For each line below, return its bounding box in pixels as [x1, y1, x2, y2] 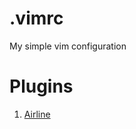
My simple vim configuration [9, 40, 127, 52]
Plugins [9, 75, 74, 98]
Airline [23, 108, 51, 120]
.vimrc [9, 7, 64, 30]
